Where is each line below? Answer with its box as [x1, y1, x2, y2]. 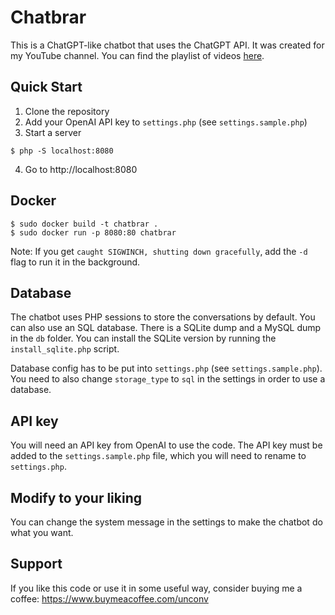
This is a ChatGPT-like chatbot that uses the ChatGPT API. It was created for [10, 39, 325, 51]
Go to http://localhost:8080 [24, 163, 138, 175]
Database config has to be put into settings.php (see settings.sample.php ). [10, 362, 323, 375]
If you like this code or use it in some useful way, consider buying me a [10, 582, 303, 594]
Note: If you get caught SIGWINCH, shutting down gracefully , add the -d [10, 245, 308, 257]
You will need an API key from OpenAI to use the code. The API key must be [10, 439, 323, 451]
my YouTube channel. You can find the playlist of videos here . [10, 49, 265, 61]
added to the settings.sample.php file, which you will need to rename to [10, 450, 307, 462]
